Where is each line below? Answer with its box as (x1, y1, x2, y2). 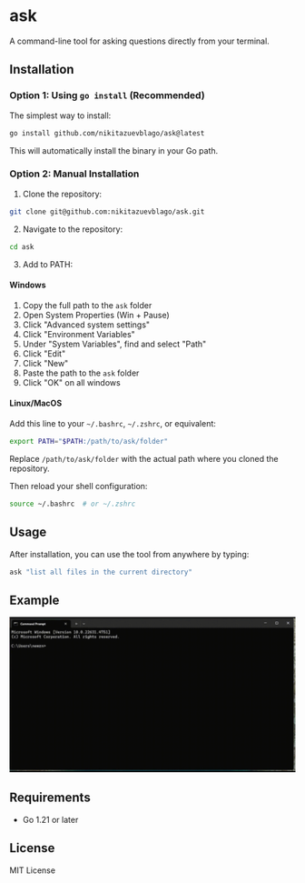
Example (9, 592, 60, 607)
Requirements (9, 790, 91, 806)
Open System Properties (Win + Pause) (22, 309, 170, 320)
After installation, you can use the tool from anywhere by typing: (9, 548, 250, 559)
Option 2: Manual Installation (9, 167, 140, 180)
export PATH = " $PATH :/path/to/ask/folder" (9, 436, 169, 446)
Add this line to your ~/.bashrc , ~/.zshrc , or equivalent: (9, 417, 216, 428)
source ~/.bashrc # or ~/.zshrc (9, 499, 136, 508)
